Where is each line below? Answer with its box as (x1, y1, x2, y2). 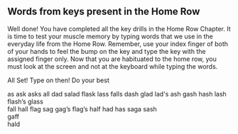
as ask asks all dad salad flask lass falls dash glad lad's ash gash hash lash (7, 89, 227, 98)
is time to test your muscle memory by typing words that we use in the (7, 32, 213, 40)
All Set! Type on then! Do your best (7, 76, 110, 84)
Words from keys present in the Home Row (7, 6, 200, 18)
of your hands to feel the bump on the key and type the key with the (7, 47, 206, 55)
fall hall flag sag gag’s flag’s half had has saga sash (7, 104, 158, 113)
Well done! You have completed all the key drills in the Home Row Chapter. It (7, 24, 231, 33)
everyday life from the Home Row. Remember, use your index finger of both (7, 39, 229, 48)
